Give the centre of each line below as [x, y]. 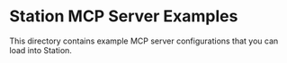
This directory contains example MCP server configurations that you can [144, 41]
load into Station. [40, 50]
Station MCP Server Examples [124, 16]
